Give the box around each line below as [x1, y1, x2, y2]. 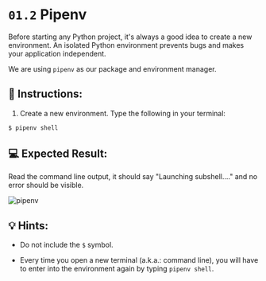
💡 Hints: [8, 219, 49, 232]
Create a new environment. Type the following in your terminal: [19, 108, 226, 118]
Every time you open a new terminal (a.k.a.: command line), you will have [19, 256, 259, 265]
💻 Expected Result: [8, 147, 108, 161]
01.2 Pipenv [8, 6, 87, 24]
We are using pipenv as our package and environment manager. [8, 64, 217, 73]
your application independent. [8, 49, 106, 58]
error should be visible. [8, 181, 84, 190]
